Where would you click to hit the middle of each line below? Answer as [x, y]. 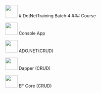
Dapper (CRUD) [35, 68]
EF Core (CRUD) [35, 86]
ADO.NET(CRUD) [36, 51]
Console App [32, 33]
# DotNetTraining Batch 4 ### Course [57, 16]
